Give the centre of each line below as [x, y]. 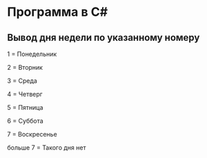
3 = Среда [22, 81]
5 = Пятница [25, 107]
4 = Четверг [25, 94]
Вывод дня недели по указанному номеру [103, 38]
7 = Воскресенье [32, 134]
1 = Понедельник [32, 54]
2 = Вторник [25, 67]
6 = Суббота [25, 121]
